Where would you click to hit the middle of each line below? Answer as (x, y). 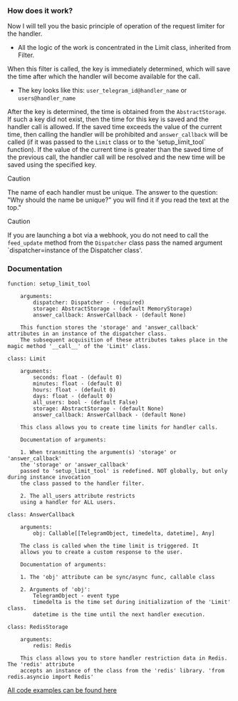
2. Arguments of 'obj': (56, 589)
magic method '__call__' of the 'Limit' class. (79, 346)
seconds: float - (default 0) (78, 377)
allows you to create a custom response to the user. (102, 552)
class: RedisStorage (38, 627)
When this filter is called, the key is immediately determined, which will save (119, 69)
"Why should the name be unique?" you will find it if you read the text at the (118, 200)
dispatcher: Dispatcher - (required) (89, 302)
